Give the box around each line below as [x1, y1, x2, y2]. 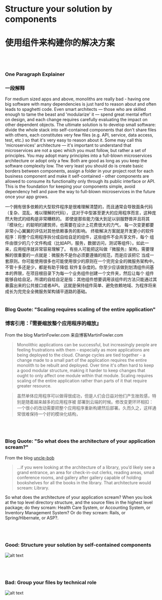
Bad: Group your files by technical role [5, 579, 97, 586]
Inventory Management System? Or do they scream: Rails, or [5, 509, 126, 515]
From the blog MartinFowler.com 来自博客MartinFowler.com [5, 332, 123, 338]
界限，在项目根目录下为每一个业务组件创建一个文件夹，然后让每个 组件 [13, 270, 154, 277]
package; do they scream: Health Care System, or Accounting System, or [5, 505, 151, 510]
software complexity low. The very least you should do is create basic [5, 163, 144, 169]
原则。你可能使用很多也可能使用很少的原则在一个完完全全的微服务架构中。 [9, 258, 157, 264]
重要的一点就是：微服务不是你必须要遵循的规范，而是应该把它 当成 [17, 252, 150, 258]
